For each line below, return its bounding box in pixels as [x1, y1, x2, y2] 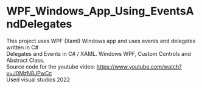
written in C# [6, 44, 39, 51]
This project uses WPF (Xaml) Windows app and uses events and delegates [6, 37, 196, 44]
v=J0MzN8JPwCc [6, 69, 52, 76]
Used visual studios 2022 [6, 76, 70, 83]
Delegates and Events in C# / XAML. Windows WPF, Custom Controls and [6, 50, 192, 57]
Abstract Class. [6, 56, 45, 64]
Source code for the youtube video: [6, 63, 96, 70]
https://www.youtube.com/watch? [96, 63, 183, 70]
